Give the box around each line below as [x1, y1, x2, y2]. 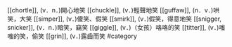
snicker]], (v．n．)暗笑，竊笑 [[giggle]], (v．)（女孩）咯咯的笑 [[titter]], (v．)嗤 [7, 23, 226, 31]
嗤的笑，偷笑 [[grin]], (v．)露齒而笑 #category [7, 32, 137, 40]
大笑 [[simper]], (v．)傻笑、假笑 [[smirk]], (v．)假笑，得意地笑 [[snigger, [19, 15, 222, 23]
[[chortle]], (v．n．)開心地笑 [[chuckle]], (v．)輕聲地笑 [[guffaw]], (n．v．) [7, 6, 214, 14]
